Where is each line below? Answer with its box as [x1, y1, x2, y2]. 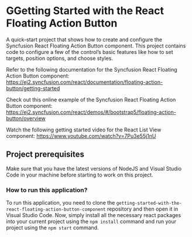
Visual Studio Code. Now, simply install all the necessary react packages [6, 212, 181, 219]
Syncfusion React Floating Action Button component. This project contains [6, 42, 186, 49]
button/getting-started [6, 84, 60, 92]
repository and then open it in [107, 205, 179, 212]
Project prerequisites [6, 150, 85, 160]
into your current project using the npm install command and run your [6, 218, 177, 225]
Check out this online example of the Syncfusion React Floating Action [6, 96, 176, 103]
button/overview [6, 114, 46, 121]
